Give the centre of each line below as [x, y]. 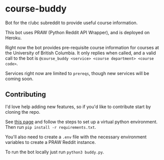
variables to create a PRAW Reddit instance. [51, 142]
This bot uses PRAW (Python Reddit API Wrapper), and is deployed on [77, 32]
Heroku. [13, 38]
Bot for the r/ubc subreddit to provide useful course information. [71, 23]
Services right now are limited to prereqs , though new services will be [77, 73]
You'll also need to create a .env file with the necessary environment [76, 137]
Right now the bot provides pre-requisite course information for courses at [82, 47]
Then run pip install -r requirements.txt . [51, 127]
